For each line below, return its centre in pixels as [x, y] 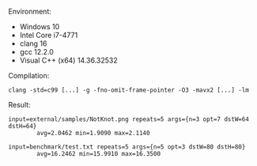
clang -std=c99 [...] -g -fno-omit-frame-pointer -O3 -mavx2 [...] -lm [128, 90]
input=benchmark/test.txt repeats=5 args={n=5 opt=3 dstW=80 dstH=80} [127, 147]
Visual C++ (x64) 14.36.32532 [69, 60]
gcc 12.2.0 [36, 52]
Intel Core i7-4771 [49, 35]
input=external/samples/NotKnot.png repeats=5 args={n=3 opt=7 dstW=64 [128, 119]
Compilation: [29, 75]
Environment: [30, 11]
